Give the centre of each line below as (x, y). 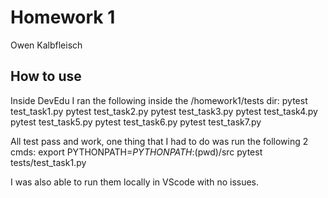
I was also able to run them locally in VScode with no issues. (135, 182)
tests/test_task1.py (48, 162)
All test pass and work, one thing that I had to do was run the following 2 (159, 141)
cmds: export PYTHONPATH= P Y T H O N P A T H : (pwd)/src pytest (136, 152)
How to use (46, 76)
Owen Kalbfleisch (46, 45)
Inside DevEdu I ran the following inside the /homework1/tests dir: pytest (159, 100)
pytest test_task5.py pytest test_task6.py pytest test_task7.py (136, 122)
